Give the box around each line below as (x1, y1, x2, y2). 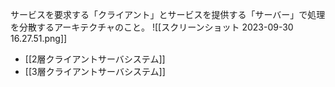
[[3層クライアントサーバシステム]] (24, 66, 166, 77)
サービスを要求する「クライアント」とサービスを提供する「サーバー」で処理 (10, 9, 326, 20)
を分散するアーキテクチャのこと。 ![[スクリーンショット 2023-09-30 (10, 21, 294, 33)
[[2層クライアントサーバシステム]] (24, 53, 166, 65)
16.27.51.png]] (10, 33, 68, 44)
